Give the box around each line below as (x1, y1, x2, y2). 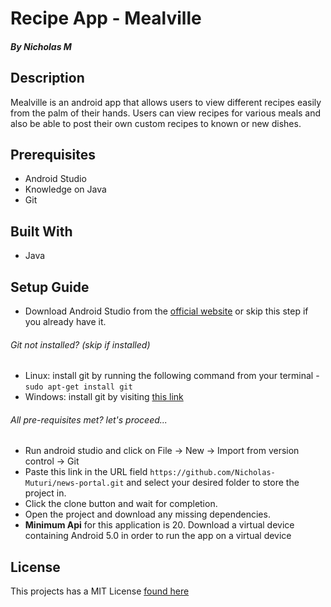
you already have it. (24, 316, 107, 328)
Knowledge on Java (24, 183, 107, 196)
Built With (10, 223, 73, 240)
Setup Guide (10, 278, 90, 296)
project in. (24, 487, 67, 499)
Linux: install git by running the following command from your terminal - (24, 370, 320, 382)
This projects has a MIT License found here (10, 585, 190, 597)
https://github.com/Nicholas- (149, 468, 276, 478)
